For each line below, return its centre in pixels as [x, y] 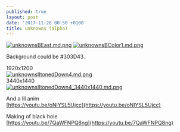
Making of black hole [32, 117]
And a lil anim [23, 99]
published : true [26, 12]
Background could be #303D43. [46, 56]
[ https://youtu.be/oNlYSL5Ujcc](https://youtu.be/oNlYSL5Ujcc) [83, 105]
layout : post [22, 17]
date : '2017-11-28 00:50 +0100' [46, 23]
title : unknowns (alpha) [37, 28]
